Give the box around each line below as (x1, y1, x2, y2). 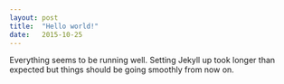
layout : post (9, 13, 59, 23)
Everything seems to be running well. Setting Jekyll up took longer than (9, 55, 276, 66)
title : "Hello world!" (9, 22, 99, 31)
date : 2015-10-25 (9, 30, 83, 39)
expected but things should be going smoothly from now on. (9, 64, 235, 75)
